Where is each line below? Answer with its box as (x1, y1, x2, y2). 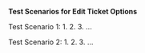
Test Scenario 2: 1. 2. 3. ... (8, 37, 94, 47)
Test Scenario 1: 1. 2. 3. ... (8, 22, 92, 31)
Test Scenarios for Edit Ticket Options (8, 7, 138, 16)
